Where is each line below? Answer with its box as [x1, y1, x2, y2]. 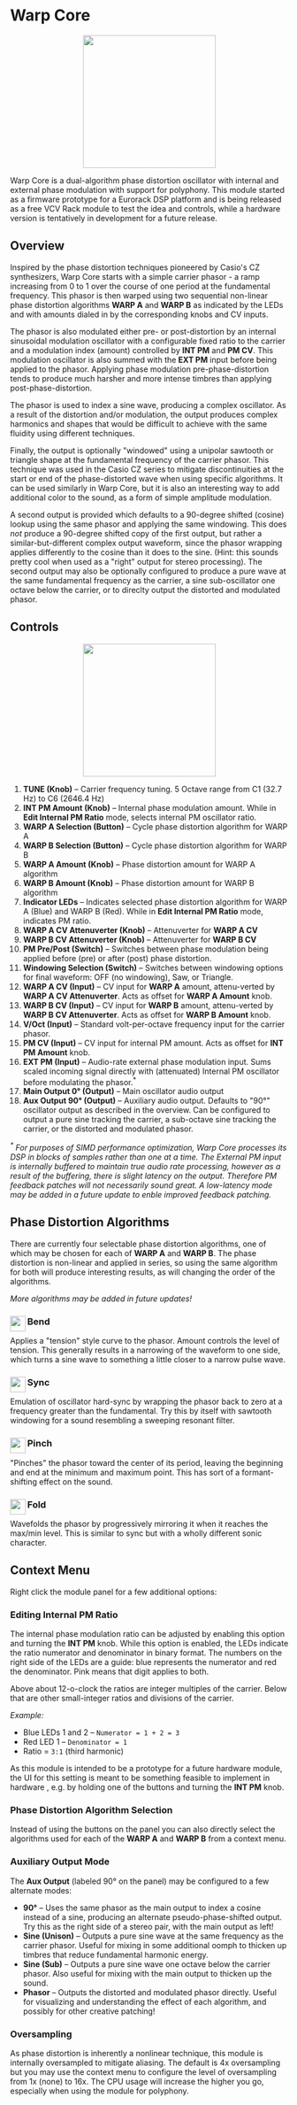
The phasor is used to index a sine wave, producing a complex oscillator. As [10, 399, 286, 410]
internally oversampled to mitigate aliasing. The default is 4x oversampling [10, 2057, 281, 2068]
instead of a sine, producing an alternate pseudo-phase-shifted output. [22, 1911, 282, 1922]
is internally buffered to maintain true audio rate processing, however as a [10, 1160, 281, 1171]
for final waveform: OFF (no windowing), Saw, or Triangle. [22, 971, 233, 983]
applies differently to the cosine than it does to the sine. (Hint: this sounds [10, 546, 279, 558]
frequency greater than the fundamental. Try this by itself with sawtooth [10, 1406, 272, 1416]
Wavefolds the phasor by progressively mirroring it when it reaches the [10, 1518, 269, 1529]
